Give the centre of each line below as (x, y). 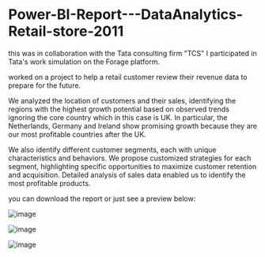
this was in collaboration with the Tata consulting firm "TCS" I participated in (132, 53)
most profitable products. (49, 183)
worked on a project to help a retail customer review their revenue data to (128, 77)
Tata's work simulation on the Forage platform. (84, 62)
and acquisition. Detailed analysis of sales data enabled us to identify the (127, 175)
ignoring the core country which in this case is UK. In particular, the (118, 117)
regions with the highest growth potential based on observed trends (119, 109)
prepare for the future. (45, 85)
